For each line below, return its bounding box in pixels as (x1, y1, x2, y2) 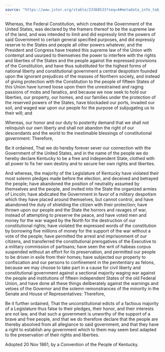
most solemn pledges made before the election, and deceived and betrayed (5, 175, 159, 181)
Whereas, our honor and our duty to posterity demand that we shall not (5, 119, 149, 125)
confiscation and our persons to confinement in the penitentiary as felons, (5, 259, 155, 265)
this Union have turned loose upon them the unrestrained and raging (5, 83, 144, 89)
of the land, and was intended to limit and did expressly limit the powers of (5, 31, 156, 37)
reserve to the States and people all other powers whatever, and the (5, 41, 142, 47)
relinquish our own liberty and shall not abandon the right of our (5, 124, 134, 131)
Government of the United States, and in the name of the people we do (5, 150, 149, 156)
